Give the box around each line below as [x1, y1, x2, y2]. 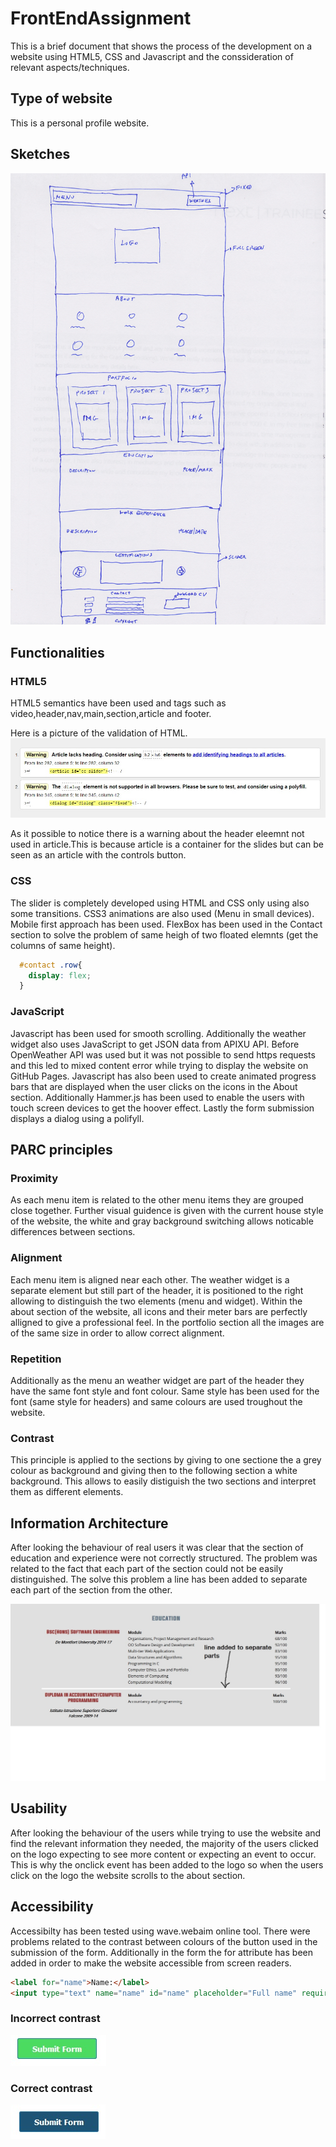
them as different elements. [10, 1486, 124, 1498]
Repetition [10, 1352, 62, 1366]
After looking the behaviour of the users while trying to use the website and [10, 1827, 322, 1839]
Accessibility [10, 1898, 94, 1916]
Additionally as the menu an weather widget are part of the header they [10, 1374, 305, 1386]
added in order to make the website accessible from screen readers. [10, 1957, 292, 1969]
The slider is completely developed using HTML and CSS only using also [10, 897, 310, 909]
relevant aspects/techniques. [10, 61, 130, 73]
